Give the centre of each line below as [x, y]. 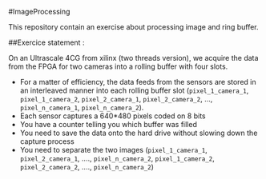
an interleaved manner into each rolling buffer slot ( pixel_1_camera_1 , [134, 90]
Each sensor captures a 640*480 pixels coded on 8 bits [113, 116]
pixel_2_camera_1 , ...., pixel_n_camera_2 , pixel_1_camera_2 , [117, 158]
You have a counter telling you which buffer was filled [109, 124]
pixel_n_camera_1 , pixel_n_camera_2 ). [82, 107]
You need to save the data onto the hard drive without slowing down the [139, 133]
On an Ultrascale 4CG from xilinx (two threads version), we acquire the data [133, 58]
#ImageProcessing [39, 12]
